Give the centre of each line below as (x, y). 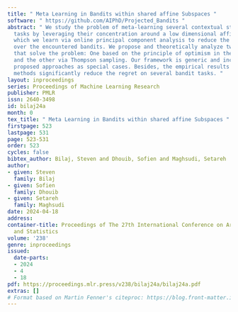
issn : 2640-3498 (31, 100)
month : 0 (20, 113)
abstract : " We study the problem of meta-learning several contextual (115, 27)
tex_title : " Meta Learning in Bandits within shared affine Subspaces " (119, 119)
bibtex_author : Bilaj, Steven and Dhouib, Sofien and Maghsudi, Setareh (117, 159)
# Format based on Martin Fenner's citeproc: (75, 297)
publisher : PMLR (31, 93)
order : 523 (23, 146)
